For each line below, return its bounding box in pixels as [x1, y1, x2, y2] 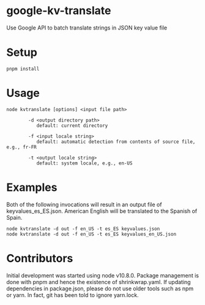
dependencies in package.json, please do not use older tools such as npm [6, 285, 194, 292]
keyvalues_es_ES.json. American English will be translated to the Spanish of [6, 207, 198, 215]
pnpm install [6, 66, 40, 72]
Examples [6, 180, 58, 194]
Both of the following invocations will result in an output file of [6, 201, 162, 208]
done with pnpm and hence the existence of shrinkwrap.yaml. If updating [6, 278, 191, 285]
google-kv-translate [6, 4, 111, 18]
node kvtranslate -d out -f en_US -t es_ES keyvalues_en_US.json [6, 231, 176, 237]
